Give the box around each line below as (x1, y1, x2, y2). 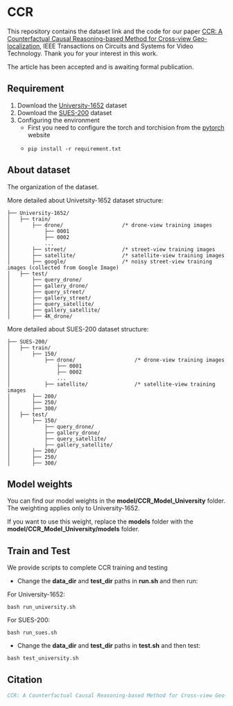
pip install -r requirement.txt (27, 145, 121, 153)
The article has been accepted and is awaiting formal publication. (7, 62, 194, 71)
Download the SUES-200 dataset (17, 108, 112, 117)
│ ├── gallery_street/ (7, 294, 92, 302)
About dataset (7, 164, 71, 176)
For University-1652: (7, 590, 66, 599)
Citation (7, 673, 43, 685)
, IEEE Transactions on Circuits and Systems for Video (39, 42, 193, 50)
